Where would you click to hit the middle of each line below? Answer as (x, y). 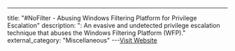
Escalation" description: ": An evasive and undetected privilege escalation (114, 25)
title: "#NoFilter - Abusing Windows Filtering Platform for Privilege (102, 18)
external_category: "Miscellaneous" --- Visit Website (82, 40)
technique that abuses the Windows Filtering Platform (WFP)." (97, 33)
